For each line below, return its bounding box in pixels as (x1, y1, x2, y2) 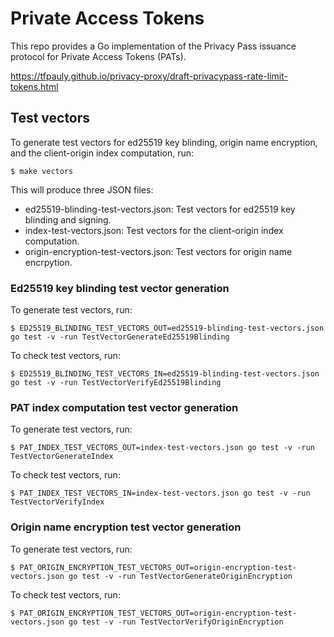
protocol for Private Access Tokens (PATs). (10, 50, 187, 62)
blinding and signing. (24, 213, 112, 226)
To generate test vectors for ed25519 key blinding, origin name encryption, (10, 136, 318, 148)
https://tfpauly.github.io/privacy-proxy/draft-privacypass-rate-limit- (10, 70, 288, 82)
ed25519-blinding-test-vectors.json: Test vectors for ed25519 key (24, 203, 296, 215)
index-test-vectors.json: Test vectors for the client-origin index (24, 224, 284, 236)
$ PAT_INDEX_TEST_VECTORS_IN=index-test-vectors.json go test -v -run (10, 488, 311, 499)
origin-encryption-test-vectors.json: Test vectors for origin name (24, 245, 293, 257)
